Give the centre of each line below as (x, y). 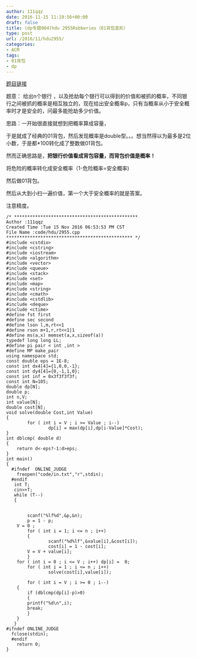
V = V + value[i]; (50, 552)
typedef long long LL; (34, 341)
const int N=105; (27, 382)
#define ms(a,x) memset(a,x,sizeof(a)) (55, 335)
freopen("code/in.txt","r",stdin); (60, 474)
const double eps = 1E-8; (38, 361)
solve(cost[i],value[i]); (80, 572)
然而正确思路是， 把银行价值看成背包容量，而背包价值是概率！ (81, 156)
